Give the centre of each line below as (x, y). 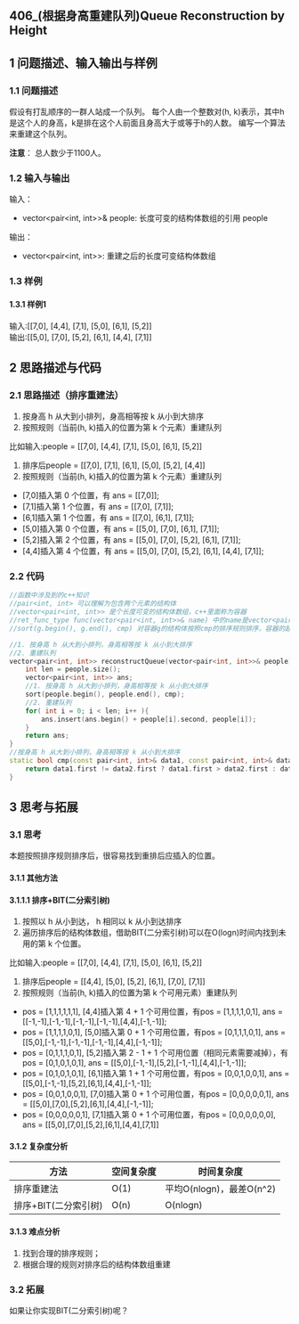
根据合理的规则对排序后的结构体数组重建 (96, 1264)
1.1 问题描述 (34, 90)
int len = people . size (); (73, 670)
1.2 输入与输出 (40, 178)
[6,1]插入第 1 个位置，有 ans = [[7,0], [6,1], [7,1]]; (108, 518)
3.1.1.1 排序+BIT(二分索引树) (60, 900)
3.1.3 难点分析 (35, 1231)
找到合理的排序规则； (61, 1253)
